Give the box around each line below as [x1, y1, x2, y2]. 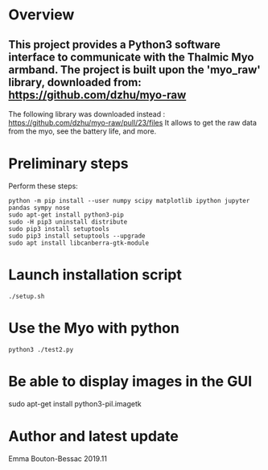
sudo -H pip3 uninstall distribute [8, 217, 128, 226]
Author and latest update [8, 427, 179, 445]
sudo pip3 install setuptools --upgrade [8, 232, 146, 240]
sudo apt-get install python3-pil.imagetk [8, 398, 142, 408]
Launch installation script [8, 266, 183, 284]
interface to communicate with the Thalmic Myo [8, 50, 254, 64]
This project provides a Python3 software [8, 38, 221, 52]
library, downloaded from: [8, 75, 142, 89]
